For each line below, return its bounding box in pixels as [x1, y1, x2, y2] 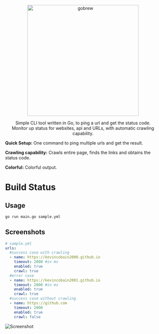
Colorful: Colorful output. [5, 164, 57, 170]
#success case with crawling [9, 250, 70, 255]
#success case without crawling [9, 296, 77, 301]
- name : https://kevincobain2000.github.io [9, 255, 100, 260]
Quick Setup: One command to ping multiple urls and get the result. [5, 140, 143, 146]
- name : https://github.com [9, 301, 68, 306]
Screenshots [5, 228, 45, 236]
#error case [9, 273, 35, 278]
